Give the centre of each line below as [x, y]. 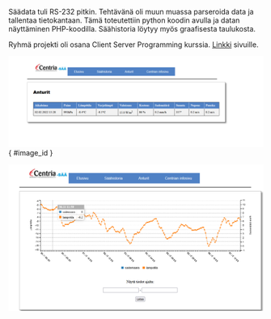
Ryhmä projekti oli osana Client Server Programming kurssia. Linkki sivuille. [133, 45]
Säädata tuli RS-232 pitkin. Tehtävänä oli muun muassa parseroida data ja [131, 12]
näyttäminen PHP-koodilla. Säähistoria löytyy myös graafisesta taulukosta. [132, 29]
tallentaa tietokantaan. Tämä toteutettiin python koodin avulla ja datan [124, 20]
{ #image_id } [31, 153]
